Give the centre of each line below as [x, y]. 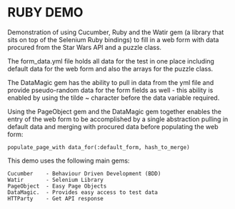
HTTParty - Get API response [55, 198]
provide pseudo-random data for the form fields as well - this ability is [110, 90]
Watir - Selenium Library [55, 180]
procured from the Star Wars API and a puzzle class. [85, 47]
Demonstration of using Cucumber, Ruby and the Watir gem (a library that [116, 32]
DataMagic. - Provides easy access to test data [83, 192]
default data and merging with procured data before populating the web [113, 126]
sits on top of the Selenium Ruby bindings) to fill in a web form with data [113, 39]
